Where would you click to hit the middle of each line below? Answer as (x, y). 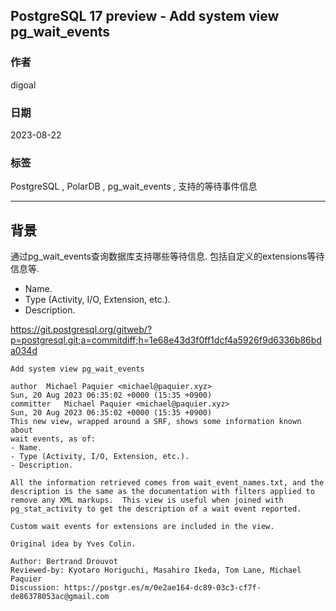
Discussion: (35, 588)
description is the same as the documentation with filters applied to (162, 492)
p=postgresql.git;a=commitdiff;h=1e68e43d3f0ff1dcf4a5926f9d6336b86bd (166, 340)
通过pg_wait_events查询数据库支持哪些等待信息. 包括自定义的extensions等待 (167, 256)
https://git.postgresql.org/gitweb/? (81, 330)
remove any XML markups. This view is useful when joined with (147, 500)
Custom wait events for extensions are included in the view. (142, 527)
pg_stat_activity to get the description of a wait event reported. (156, 509)
